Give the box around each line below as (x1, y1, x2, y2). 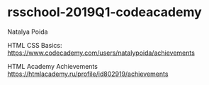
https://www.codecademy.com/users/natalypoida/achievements (7, 48, 195, 57)
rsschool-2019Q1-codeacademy (7, 4, 202, 20)
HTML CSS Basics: (7, 41, 62, 49)
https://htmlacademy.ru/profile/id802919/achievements (7, 70, 169, 78)
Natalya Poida (7, 27, 48, 36)
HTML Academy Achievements (7, 62, 98, 70)
